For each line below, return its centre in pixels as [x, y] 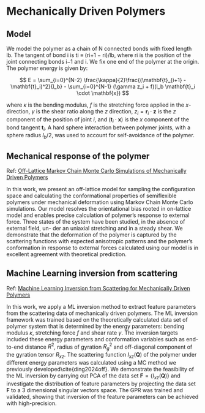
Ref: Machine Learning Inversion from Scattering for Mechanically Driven [99, 288]
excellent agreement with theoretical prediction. [67, 254]
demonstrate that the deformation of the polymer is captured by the [91, 235]
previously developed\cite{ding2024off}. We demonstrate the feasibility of [100, 369]
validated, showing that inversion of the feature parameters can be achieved [102, 396]
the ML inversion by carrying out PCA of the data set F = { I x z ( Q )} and [93, 376]
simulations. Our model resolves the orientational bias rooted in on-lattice [99, 209]
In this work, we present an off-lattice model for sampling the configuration [101, 189]
